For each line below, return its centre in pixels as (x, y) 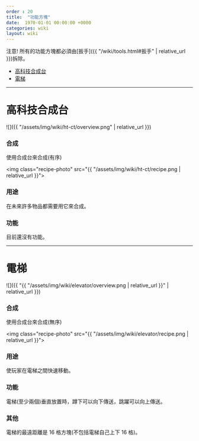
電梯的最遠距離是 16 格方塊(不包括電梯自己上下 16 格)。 (73, 432)
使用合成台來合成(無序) (34, 322)
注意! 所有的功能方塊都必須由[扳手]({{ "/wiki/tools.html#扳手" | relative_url (96, 51)
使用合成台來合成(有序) (34, 157)
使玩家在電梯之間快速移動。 (40, 371)
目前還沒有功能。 (27, 237)
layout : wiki (22, 34)
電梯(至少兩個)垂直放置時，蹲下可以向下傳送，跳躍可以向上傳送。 (86, 401)
